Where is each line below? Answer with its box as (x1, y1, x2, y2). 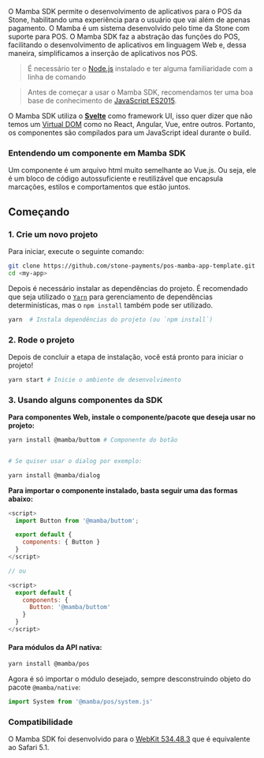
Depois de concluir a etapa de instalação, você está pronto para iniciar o (8, 352, 244, 361)
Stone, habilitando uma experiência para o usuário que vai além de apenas (8, 15, 251, 24)
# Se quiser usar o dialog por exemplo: (8, 457, 143, 465)
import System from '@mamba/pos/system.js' (8, 698, 154, 706)
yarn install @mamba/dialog (8, 471, 101, 480)
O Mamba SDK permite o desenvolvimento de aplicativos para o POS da (8, 7, 242, 16)
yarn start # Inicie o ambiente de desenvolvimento (8, 375, 181, 383)
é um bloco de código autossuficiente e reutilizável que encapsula (8, 174, 223, 184)
